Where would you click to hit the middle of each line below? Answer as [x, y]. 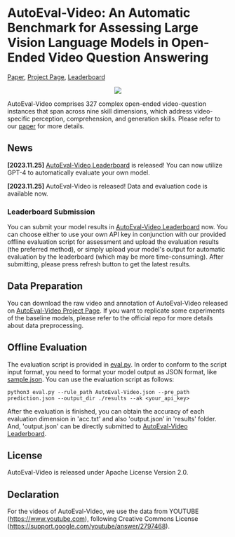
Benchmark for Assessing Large [103, 28]
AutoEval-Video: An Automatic [99, 13]
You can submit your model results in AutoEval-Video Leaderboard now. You [117, 227]
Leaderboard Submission [51, 212]
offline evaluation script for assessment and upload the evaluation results [113, 242]
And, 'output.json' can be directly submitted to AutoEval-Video [98, 426]
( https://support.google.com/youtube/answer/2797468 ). [89, 526]
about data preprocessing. [46, 325]
